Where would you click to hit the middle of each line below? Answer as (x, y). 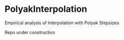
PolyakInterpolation (46, 9)
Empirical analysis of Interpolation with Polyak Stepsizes (62, 23)
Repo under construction (30, 32)
